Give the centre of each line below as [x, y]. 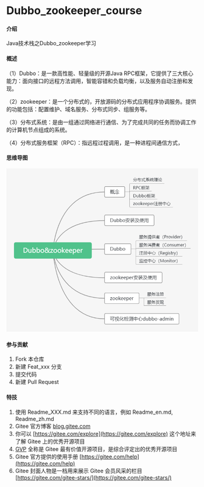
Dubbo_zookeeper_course [74, 11]
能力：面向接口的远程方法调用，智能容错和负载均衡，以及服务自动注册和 [97, 81]
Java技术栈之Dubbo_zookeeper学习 [51, 43]
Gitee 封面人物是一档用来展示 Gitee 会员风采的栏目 [79, 471]
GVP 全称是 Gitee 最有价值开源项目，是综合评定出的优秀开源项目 [96, 449]
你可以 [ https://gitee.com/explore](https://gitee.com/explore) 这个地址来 [106, 433]
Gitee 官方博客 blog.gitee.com [53, 426]
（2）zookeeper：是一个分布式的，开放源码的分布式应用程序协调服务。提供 [101, 101]
